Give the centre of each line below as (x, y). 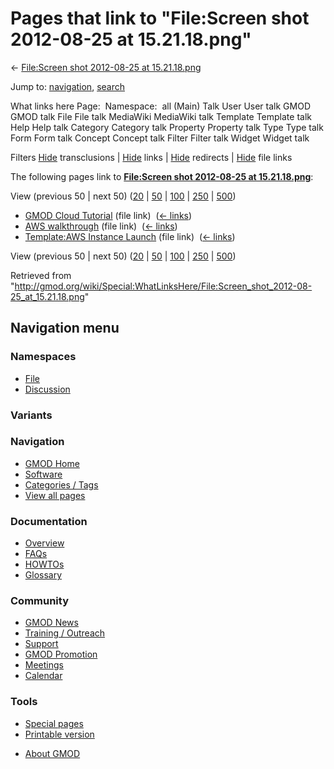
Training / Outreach (65, 633)
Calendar (43, 676)
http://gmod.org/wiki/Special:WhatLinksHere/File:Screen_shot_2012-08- (163, 286)
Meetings (44, 665)
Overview (44, 543)
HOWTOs (44, 564)
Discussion (47, 389)
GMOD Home (52, 463)
